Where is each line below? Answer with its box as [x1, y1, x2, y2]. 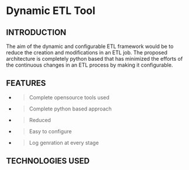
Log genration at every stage [29, 139, 99, 146]
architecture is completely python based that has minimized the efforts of [6, 55, 183, 62]
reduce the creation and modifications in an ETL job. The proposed [6, 49, 168, 56]
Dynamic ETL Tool [6, 4, 95, 18]
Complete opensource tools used [29, 93, 110, 100]
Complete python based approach [29, 105, 112, 112]
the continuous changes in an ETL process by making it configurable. [6, 61, 173, 68]
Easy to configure [29, 127, 72, 135]
